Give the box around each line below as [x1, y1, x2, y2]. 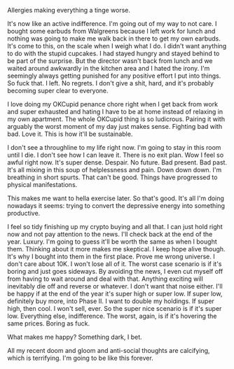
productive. [7, 209, 41, 217]
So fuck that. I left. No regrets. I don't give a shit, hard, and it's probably [7, 79, 214, 87]
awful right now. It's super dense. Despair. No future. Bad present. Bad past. [7, 158, 228, 167]
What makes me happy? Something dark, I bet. [7, 333, 142, 341]
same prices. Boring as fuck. [7, 319, 90, 328]
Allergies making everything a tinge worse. [7, 6, 131, 14]
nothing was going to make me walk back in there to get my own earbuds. [7, 34, 221, 43]
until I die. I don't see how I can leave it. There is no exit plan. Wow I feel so [7, 151, 224, 159]
